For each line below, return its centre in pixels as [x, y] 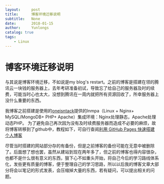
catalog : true [20, 32]
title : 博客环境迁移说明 [33, 14]
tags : [10, 37]
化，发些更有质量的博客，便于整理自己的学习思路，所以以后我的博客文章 [78, 164]
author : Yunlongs [27, 28]
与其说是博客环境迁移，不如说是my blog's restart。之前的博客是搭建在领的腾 [82, 82]
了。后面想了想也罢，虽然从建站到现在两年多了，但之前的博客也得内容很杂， [82, 152]
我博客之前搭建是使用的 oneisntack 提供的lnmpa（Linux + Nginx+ [70, 110]
